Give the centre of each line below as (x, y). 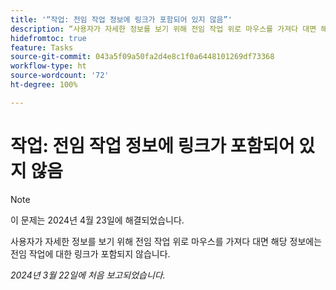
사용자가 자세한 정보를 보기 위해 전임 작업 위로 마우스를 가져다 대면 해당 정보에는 (166, 241)
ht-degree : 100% (44, 85)
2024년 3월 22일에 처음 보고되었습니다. (88, 275)
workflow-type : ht (48, 66)
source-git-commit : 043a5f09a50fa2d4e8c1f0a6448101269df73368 (142, 57)
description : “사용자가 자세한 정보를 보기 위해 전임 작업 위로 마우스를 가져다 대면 (163, 29)
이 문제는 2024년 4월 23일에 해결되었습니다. (97, 220)
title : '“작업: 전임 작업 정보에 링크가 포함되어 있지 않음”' (121, 19)
